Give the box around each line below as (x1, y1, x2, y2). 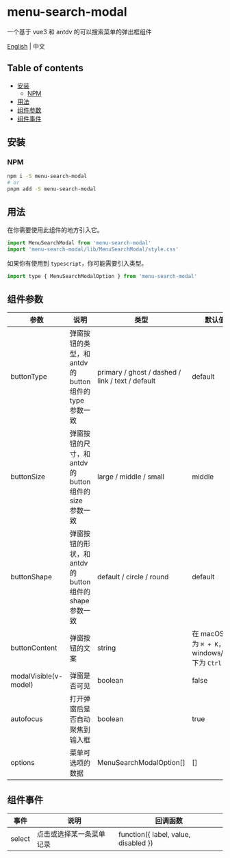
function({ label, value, (118, 830, 191, 840)
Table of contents (7, 62, 84, 74)
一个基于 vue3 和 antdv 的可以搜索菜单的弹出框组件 (7, 27, 152, 36)
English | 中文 (7, 42, 46, 50)
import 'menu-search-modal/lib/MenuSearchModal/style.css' (7, 246, 179, 253)
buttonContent (10, 643, 57, 653)
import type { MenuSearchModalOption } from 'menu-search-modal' (7, 273, 197, 279)
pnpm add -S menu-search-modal (7, 186, 97, 192)
